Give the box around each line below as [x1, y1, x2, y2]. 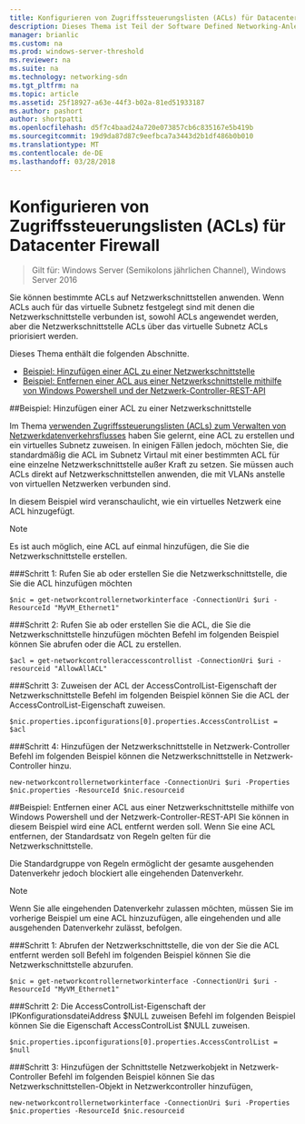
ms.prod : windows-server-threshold [9, 47, 144, 56]
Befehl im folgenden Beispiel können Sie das [48, 1071, 215, 1082]
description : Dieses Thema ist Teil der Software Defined [9, 22, 233, 31]
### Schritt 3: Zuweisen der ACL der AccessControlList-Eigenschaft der [9, 680, 278, 691]
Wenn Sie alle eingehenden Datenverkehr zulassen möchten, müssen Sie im [9, 903, 294, 914]
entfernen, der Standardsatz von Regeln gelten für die [9, 831, 212, 842]
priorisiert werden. [9, 331, 79, 342]
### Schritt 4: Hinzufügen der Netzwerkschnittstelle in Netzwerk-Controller [9, 741, 290, 752]
